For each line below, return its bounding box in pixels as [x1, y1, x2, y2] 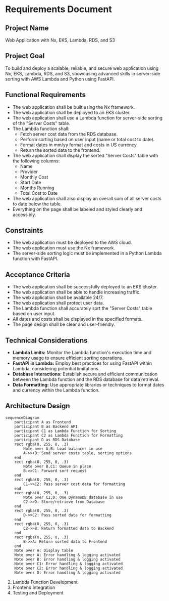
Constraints [5, 226, 43, 235]
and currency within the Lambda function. [12, 387, 100, 393]
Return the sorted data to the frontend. [20, 147, 101, 153]
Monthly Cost [20, 174, 48, 180]
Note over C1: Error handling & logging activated [14, 561, 123, 566]
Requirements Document [5, 4, 112, 15]
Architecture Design [5, 402, 70, 410]
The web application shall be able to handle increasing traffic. [12, 289, 141, 295]
